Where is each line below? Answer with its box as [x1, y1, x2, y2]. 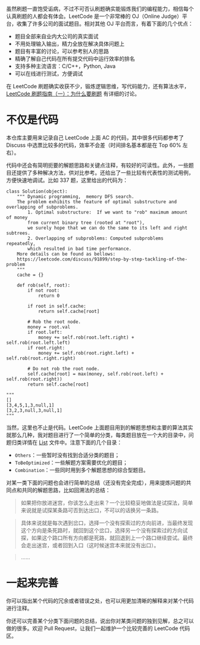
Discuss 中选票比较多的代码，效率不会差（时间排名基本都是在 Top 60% [6, 141, 182, 148]
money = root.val [27, 324, 70, 330]
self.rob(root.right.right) [6, 355, 76, 361]
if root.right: [27, 345, 65, 351]
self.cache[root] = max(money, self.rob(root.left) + [27, 371, 164, 377]
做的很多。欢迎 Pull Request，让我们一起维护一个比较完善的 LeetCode [6, 625, 179, 632]
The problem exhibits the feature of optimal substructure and [17, 199, 177, 204]
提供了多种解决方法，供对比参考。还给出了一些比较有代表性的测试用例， [16, 169, 194, 176]
